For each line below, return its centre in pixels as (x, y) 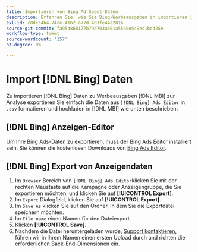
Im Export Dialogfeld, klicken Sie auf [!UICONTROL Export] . (88, 200)
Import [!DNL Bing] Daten (70, 79)
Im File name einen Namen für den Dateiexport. (73, 219)
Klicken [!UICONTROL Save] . (50, 225)
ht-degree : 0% (24, 45)
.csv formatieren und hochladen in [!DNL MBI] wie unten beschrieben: (92, 108)
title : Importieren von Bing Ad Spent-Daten (62, 12)
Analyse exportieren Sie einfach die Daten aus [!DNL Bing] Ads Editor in (96, 102)
